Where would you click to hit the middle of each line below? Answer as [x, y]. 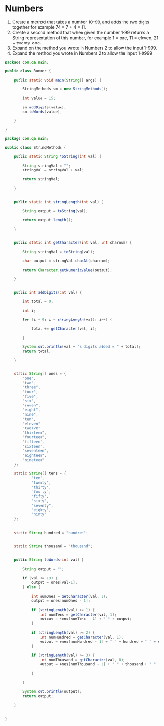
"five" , [30, 396]
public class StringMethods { [36, 148]
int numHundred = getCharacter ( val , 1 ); [82, 637]
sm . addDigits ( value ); [45, 107]
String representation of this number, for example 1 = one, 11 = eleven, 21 [85, 38]
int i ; [29, 311]
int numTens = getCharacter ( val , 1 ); [78, 614]
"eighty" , [41, 510]
